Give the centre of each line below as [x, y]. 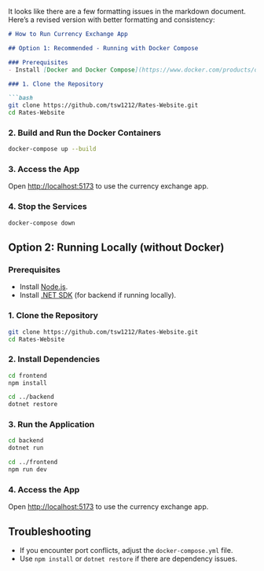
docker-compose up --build [52, 149]
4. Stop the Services [48, 207]
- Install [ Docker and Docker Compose [71, 70]
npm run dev [27, 470]
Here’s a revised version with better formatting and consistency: [112, 20]
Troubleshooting [50, 531]
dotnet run [26, 448]
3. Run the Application [51, 425]
